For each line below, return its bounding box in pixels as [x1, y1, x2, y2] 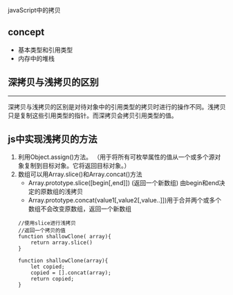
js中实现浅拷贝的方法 [8, 133, 97, 145]
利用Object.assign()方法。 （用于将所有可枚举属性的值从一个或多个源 [17, 153, 215, 161]
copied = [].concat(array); [30, 269, 111, 276]
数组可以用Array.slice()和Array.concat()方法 [17, 170, 142, 178]
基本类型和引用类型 [17, 46, 73, 54]
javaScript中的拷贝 [8, 6, 61, 14]
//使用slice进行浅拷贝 [17, 220, 77, 227]
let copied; [30, 263, 65, 271]
